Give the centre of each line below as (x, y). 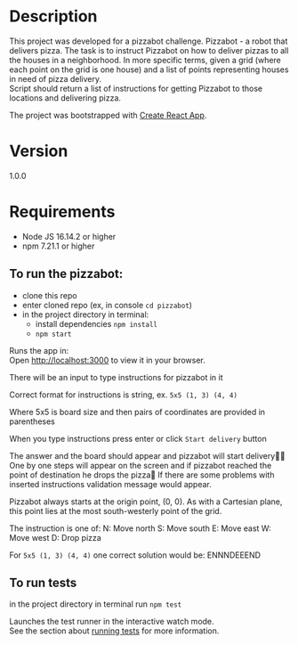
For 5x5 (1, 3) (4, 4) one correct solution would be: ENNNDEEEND (135, 555)
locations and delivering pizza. (65, 98)
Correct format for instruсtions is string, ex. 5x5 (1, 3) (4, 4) (124, 395)
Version (39, 151)
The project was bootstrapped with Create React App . (108, 115)
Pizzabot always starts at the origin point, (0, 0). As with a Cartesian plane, (146, 502)
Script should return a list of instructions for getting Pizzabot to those (136, 88)
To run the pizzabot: (66, 274)
